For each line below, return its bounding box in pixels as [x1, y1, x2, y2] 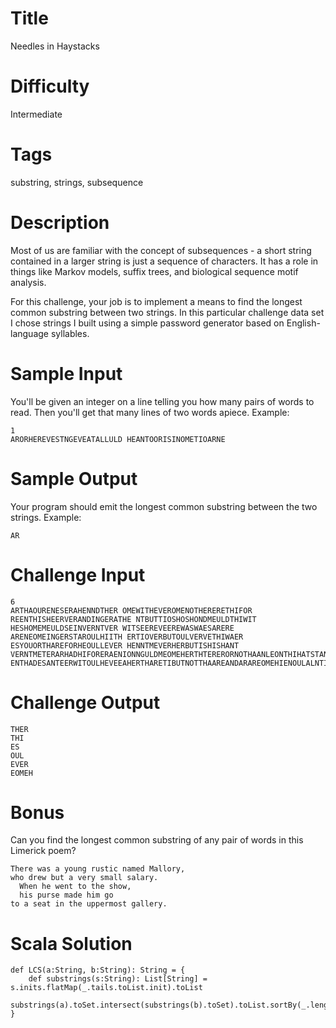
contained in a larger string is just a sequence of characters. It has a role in [10, 255, 319, 267]
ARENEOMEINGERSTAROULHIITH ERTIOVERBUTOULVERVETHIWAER [10, 632, 244, 642]
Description [10, 212, 110, 234]
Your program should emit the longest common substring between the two [10, 500, 318, 512]
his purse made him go [19, 890, 114, 901]
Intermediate [10, 108, 63, 120]
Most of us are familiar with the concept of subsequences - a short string [10, 244, 312, 256]
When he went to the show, [19, 882, 132, 892]
